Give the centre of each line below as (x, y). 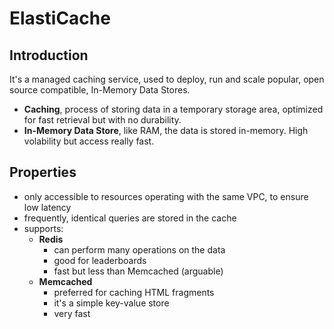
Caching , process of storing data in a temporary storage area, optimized (173, 109)
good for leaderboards (100, 260)
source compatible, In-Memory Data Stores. (100, 90)
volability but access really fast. (89, 141)
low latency (47, 207)
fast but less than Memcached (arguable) (138, 271)
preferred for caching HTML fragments (134, 292)
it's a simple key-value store (111, 303)
